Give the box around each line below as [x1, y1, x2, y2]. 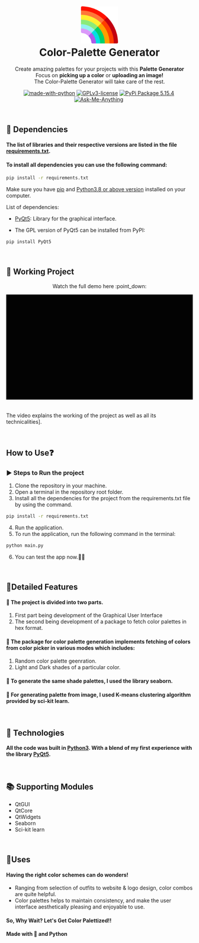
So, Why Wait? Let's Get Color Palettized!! [6, 917, 112, 924]
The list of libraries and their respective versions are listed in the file [6, 141, 178, 148]
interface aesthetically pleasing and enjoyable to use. [14, 903, 145, 910]
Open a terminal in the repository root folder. [14, 488, 124, 496]
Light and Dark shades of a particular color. [14, 664, 121, 671]
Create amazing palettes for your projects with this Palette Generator [14, 65, 185, 72]
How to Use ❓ [6, 447, 54, 458]
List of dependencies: [6, 204, 59, 210]
